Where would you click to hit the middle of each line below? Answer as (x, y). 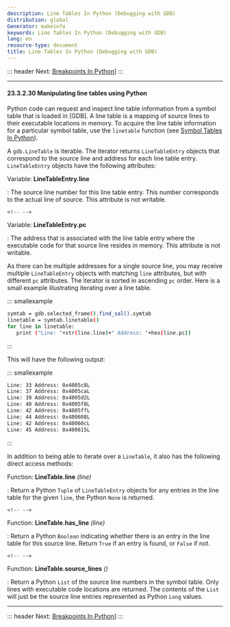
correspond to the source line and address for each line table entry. (102, 158)
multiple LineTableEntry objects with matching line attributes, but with (107, 273)
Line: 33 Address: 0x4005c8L (49, 385)
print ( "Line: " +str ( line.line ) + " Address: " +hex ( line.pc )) (104, 333)
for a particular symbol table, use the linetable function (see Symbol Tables (115, 130)
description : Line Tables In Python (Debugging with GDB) (91, 13)
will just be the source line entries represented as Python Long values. (105, 596)
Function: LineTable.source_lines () (57, 568)
